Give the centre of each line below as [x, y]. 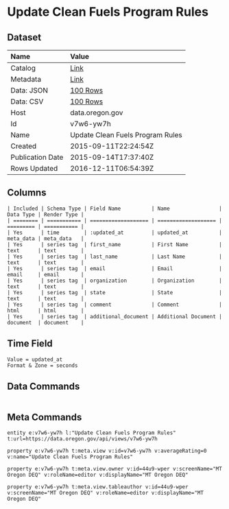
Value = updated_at [35, 359]
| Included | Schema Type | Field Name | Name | [115, 209]
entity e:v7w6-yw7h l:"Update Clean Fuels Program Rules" [92, 433]
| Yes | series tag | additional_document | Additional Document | [115, 316]
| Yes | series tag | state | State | [115, 292]
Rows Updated [34, 168]
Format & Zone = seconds [43, 365]
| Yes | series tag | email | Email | [115, 268]
